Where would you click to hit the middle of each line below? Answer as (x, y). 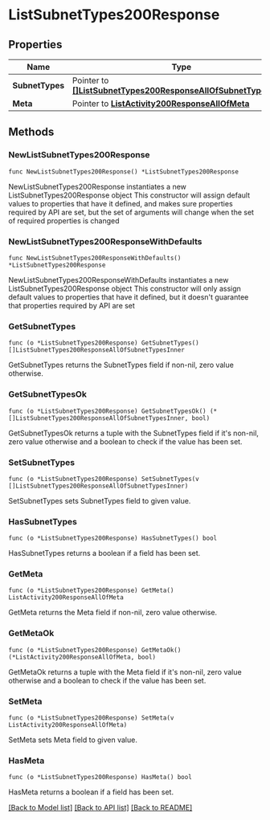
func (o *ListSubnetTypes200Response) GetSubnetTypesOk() (107, 411)
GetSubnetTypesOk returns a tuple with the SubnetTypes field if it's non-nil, (134, 433)
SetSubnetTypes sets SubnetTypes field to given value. (100, 500)
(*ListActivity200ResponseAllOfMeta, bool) (82, 657)
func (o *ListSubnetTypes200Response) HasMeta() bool (100, 777)
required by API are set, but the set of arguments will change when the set (131, 212)
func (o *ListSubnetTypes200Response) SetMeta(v (91, 718)
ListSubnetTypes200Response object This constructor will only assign (125, 288)
